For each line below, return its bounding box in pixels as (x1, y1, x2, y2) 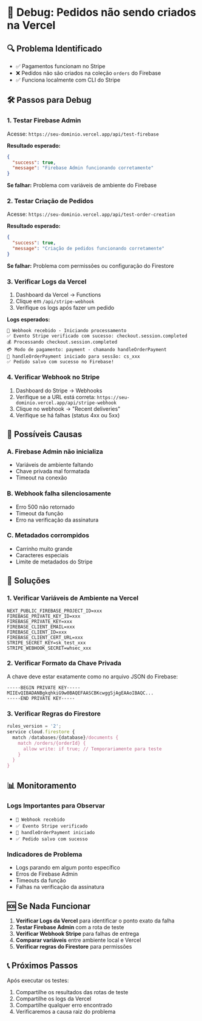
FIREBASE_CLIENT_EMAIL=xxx (7, 624, 75, 630)
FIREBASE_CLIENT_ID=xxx (7, 629, 67, 635)
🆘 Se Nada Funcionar (7, 901, 91, 911)
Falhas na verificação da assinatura (15, 883, 105, 891)
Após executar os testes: (7, 977, 69, 984)
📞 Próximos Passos (7, 961, 78, 971)
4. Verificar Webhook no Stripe (7, 373, 100, 382)
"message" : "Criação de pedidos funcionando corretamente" (12, 246, 165, 252)
